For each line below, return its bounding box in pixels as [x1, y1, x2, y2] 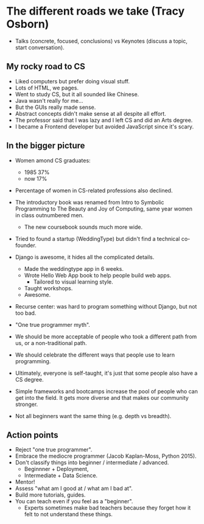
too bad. [15, 309, 37, 316]
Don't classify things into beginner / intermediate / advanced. [15, 459, 169, 466]
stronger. [15, 400, 38, 408]
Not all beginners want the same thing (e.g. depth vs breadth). [15, 412, 172, 419]
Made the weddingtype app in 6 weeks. [24, 265, 124, 272]
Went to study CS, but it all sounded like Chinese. [15, 90, 139, 98]
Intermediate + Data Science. [24, 472, 98, 479]
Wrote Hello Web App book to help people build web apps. [24, 271, 172, 279]
